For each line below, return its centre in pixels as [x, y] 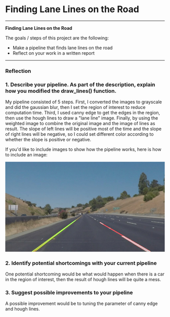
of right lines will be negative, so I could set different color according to [79, 134]
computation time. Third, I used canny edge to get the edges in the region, [83, 113]
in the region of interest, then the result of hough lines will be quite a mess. [83, 279]
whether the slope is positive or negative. [48, 140]
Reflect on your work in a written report [54, 53]
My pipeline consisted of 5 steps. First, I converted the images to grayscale [84, 102]
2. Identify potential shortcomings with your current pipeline [81, 263]
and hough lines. [23, 309]
